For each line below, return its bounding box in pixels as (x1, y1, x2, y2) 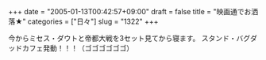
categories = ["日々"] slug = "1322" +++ (27, 17, 159, 26)
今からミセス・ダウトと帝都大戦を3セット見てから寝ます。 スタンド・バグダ (8, 34, 258, 43)
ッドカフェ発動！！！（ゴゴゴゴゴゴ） (8, 43, 133, 53)
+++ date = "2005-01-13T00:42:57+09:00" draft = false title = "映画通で (8, 7, 245, 16)
